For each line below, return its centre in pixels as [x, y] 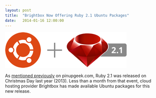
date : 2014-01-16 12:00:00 [35, 20]
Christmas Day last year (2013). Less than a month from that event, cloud [78, 81]
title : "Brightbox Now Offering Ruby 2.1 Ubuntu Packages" [67, 15]
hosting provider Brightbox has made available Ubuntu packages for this [78, 86]
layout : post [18, 10]
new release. [18, 91]
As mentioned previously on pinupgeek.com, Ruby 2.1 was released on [76, 76]
